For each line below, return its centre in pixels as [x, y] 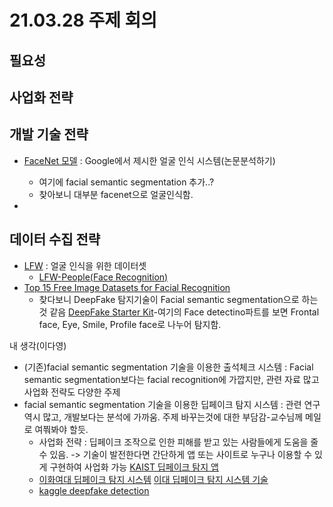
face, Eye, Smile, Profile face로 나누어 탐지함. [130, 324]
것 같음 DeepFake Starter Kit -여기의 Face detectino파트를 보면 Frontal [179, 312]
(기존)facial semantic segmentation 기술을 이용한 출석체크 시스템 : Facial [168, 367]
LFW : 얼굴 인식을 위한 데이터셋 [85, 265]
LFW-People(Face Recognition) [103, 277]
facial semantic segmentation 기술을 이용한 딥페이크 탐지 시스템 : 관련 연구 [172, 404]
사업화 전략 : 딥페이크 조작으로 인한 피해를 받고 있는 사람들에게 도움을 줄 [178, 442]
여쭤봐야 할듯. [61, 429]
